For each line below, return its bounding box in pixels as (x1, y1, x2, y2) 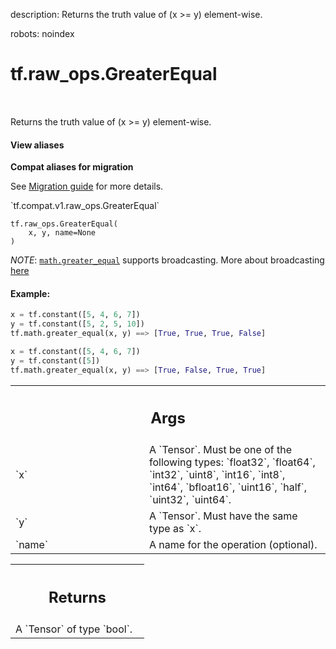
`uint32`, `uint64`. (149, 493, 232, 507)
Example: (10, 287, 51, 299)
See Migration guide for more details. (10, 180, 164, 193)
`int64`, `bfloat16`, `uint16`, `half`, (149, 480, 308, 494)
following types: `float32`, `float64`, (149, 455, 316, 469)
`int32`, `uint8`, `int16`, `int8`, (149, 468, 286, 482)
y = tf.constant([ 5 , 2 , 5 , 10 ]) (10, 319, 145, 329)
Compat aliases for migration (10, 161, 134, 173)
